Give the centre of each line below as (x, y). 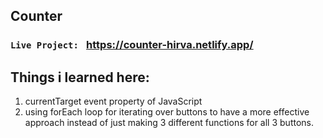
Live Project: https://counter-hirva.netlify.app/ (132, 45)
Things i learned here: (80, 77)
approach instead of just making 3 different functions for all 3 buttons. (169, 123)
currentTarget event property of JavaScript (113, 101)
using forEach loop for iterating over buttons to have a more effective (167, 112)
